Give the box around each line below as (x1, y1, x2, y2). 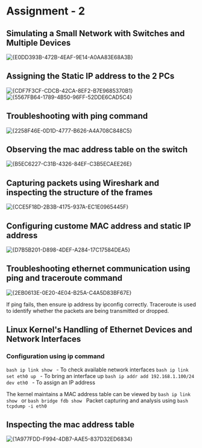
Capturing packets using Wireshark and (6, 178, 160, 188)
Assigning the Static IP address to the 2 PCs (6, 71, 175, 81)
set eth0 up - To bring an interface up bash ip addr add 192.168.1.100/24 (6, 372, 195, 379)
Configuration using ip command (6, 352, 105, 361)
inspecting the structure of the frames (6, 187, 153, 197)
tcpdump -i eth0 (6, 403, 47, 409)
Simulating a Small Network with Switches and (6, 28, 185, 39)
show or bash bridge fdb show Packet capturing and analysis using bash (6, 397, 189, 404)
